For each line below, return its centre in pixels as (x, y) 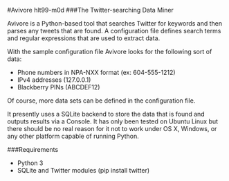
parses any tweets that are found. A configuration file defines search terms (114, 31)
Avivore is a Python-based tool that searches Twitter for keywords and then (115, 23)
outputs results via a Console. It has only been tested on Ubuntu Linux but (113, 121)
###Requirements (33, 149)
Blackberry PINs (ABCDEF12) (58, 87)
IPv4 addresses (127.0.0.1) (54, 80)
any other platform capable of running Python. (73, 136)
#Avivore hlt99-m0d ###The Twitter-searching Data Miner (91, 10)
